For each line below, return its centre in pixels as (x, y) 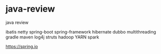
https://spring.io (22, 46)
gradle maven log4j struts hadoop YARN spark (53, 37)
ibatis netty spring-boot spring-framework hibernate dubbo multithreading (81, 32)
